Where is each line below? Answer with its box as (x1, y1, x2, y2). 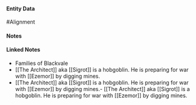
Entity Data (6, 5, 35, 12)
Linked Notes (6, 46, 41, 53)
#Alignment (6, 18, 35, 25)
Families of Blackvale (15, 59, 69, 67)
